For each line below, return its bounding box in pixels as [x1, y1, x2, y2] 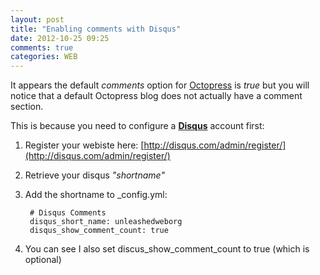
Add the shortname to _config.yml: [24, 189, 168, 201]
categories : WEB [10, 52, 78, 62]
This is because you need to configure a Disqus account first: [10, 120, 265, 132]
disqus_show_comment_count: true [29, 226, 169, 236]
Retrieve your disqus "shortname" [24, 169, 165, 181]
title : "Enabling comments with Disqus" [10, 24, 182, 34]
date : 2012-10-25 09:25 [10, 33, 110, 43]
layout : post [10, 14, 65, 25]
